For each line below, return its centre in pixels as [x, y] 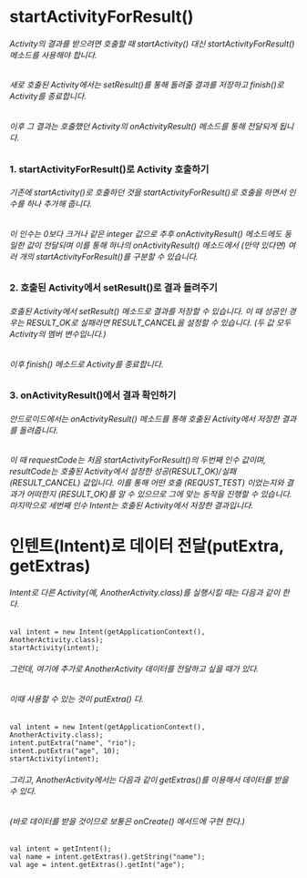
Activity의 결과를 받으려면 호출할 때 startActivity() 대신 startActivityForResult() [152, 44]
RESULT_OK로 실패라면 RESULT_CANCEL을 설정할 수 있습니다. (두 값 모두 [159, 323]
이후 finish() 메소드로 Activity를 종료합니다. [87, 364]
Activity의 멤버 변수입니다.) [58, 334]
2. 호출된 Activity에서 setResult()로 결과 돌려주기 [114, 288]
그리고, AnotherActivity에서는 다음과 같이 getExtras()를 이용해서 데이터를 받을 [149, 780]
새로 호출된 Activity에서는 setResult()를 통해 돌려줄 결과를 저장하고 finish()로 [147, 85]
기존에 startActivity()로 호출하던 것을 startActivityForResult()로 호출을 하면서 [148, 192]
